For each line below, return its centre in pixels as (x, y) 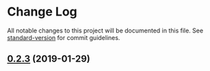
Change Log (42, 12)
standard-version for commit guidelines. (64, 37)
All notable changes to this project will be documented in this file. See (105, 30)
